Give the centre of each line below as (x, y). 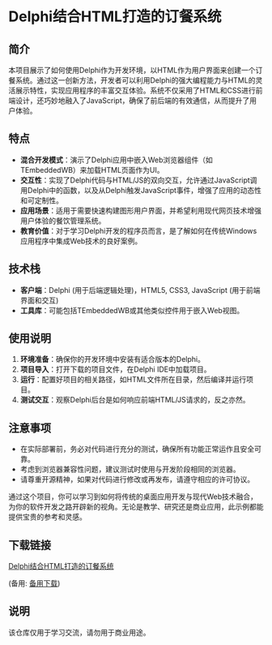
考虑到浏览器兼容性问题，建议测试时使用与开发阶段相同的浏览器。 (130, 469)
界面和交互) (39, 300)
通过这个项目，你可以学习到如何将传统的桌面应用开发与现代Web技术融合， (133, 497)
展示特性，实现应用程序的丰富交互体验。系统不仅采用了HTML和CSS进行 (136, 90)
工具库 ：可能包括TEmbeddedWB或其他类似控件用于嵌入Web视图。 (132, 310)
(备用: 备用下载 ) (34, 583)
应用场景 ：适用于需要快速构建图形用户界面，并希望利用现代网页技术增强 (140, 210)
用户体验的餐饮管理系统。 (63, 221)
